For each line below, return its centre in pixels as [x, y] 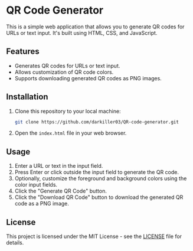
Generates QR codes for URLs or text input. [67, 66]
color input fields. [36, 185]
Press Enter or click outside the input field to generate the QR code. [97, 172]
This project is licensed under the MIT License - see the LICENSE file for [94, 236]
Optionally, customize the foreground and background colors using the [101, 178]
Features [23, 52]
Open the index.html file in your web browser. [71, 133]
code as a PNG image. [42, 204]
